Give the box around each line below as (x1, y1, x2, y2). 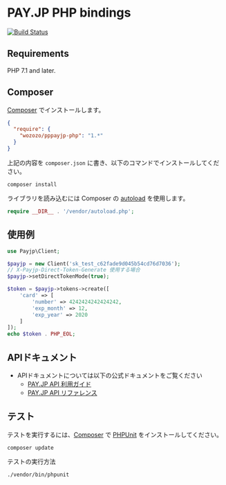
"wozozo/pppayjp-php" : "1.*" (19, 132, 104, 139)
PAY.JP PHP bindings (7, 5, 131, 21)
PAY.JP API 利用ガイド (27, 380, 92, 388)
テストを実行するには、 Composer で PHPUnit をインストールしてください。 (7, 430, 223, 439)
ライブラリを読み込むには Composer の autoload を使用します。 (7, 194, 189, 202)
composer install (7, 181, 57, 188)
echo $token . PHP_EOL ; (7, 330, 76, 337)
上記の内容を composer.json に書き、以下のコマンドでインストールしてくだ (7, 158, 220, 167)
